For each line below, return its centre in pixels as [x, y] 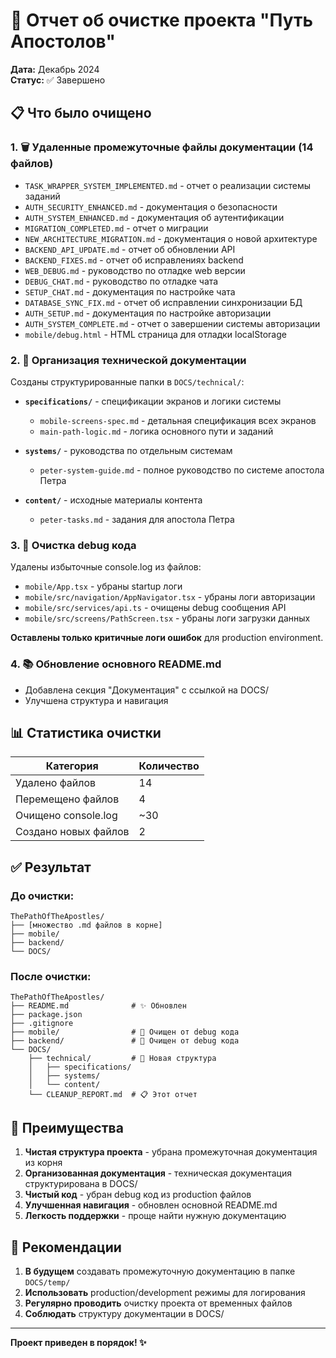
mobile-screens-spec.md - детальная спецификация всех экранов [178, 420]
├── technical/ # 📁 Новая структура [122, 1059]
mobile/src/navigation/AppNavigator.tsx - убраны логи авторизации [170, 597]
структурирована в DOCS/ [81, 1184]
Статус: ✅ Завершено [58, 80]
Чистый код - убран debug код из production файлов [138, 1195]
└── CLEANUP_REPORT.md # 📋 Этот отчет [113, 1095]
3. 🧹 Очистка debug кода [73, 545]
